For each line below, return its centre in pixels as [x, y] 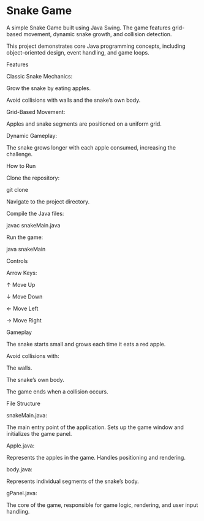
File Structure [24, 403]
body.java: [19, 469]
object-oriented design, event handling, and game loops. [78, 52]
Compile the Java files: [35, 213]
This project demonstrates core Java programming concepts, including [96, 46]
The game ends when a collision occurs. [57, 391]
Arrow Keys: [22, 273]
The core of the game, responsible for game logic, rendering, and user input [102, 505]
